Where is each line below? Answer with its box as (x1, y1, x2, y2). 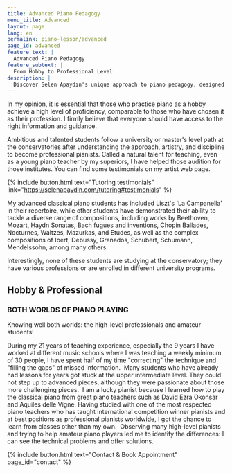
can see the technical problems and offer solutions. (7, 437, 154, 445)
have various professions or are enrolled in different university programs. (7, 264, 216, 272)
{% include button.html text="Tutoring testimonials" (7, 178, 154, 187)
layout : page (7, 23, 45, 30)
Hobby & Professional (7, 284, 102, 296)
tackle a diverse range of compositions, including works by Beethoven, (7, 214, 210, 222)
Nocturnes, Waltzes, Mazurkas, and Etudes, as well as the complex (7, 229, 199, 237)
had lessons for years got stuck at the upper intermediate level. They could (7, 371, 222, 379)
